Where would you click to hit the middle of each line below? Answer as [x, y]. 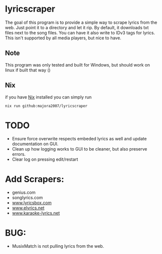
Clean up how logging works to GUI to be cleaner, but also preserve [80, 149]
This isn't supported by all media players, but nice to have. [63, 38]
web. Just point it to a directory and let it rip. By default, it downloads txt [77, 27]
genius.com [24, 192]
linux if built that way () [28, 70]
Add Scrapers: [35, 179]
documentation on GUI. [35, 144]
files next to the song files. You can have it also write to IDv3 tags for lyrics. [80, 33]
